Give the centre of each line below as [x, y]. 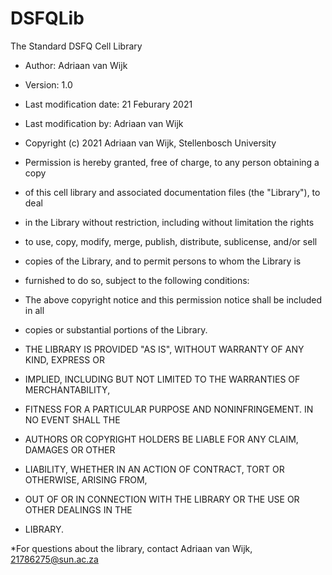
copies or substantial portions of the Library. [116, 329]
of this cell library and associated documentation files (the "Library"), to [172, 192]
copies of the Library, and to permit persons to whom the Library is [163, 261]
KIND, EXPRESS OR [64, 359]
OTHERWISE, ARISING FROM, [86, 479]
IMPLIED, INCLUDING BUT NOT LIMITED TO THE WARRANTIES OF [162, 379]
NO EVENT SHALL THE [72, 419]
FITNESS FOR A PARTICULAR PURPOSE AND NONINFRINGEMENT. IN [169, 409]
